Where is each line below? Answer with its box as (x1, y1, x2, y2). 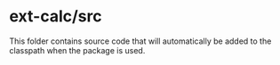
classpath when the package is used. (9, 45, 146, 55)
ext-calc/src (9, 6, 102, 27)
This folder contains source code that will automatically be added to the (9, 36, 272, 46)
